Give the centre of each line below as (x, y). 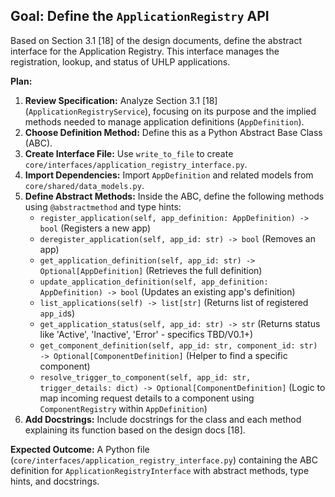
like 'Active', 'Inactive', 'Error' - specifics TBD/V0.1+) (146, 334)
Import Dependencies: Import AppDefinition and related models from (169, 175)
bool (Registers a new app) (95, 228)
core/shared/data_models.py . (84, 185)
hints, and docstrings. (55, 481)
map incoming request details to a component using (147, 398)
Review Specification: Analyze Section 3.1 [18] (121, 100)
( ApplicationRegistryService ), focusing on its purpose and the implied (170, 111)
